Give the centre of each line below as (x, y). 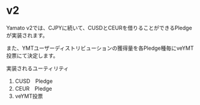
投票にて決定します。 (32, 55)
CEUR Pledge (33, 88)
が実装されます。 (27, 35)
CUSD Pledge (34, 81)
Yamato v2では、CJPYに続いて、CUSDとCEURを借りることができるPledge (99, 28)
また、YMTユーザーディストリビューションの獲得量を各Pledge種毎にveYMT (100, 48)
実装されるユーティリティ (38, 68)
